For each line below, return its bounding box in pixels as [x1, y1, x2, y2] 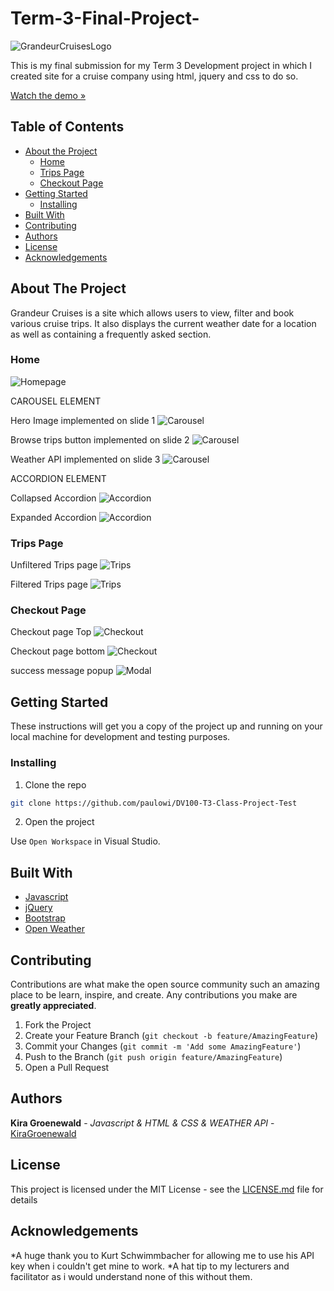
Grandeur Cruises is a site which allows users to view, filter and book [10, 307, 295, 319]
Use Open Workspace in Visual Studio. [10, 835, 161, 847]
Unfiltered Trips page [10, 559, 98, 571]
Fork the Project [24, 1019, 92, 1031]
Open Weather [24, 923, 85, 935]
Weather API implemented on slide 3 [10, 453, 161, 465]
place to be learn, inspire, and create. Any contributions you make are [10, 989, 298, 1001]
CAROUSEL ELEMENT [10, 395, 102, 407]
